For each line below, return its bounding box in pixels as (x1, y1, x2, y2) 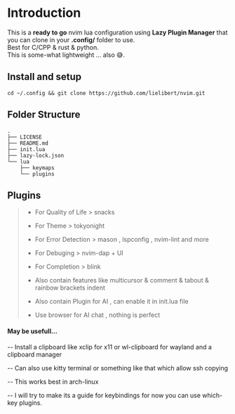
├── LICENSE (7, 134, 42, 141)
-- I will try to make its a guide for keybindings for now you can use (7, 391, 201, 399)
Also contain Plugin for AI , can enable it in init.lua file (34, 297, 189, 306)
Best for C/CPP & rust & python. (7, 43, 100, 51)
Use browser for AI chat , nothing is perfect (34, 311, 160, 319)
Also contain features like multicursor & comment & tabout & (34, 276, 209, 285)
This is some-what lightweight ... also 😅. (7, 51, 125, 59)
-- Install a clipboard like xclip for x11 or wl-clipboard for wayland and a (7, 342, 213, 351)
